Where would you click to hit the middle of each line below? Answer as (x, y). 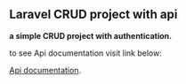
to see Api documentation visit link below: (85, 53)
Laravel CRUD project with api (93, 15)
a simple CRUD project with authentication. (90, 35)
